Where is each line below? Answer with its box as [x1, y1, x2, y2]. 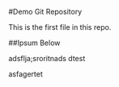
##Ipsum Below [8, 38, 61, 48]
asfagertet [8, 69, 43, 79]
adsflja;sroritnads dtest [8, 54, 86, 63]
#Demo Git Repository [8, 7, 83, 16]
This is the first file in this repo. [8, 23, 112, 31]
